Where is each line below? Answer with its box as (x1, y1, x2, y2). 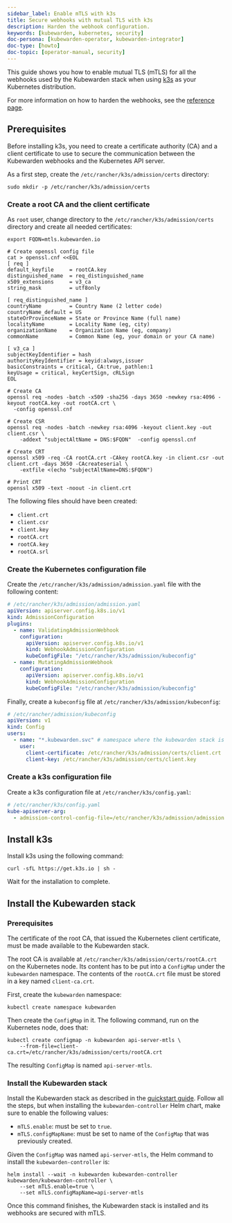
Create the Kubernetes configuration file (7, 564, 147, 574)
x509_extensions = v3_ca (7, 278, 91, 285)
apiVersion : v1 (7, 717, 51, 725)
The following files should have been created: (7, 496, 137, 505)
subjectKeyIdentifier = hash (7, 351, 91, 358)
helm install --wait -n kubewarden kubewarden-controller (7, 1171, 178, 1179)
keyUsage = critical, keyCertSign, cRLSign (7, 369, 135, 376)
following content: (7, 587, 59, 596)
